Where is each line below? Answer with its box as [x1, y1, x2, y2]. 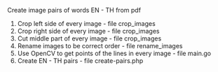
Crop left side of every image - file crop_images [17, 20, 156, 27]
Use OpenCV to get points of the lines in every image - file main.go [17, 49, 212, 57]
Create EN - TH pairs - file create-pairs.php [17, 57, 144, 65]
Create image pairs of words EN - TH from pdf [7, 6, 142, 14]
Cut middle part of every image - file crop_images [17, 34, 162, 43]
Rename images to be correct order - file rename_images [17, 42, 183, 50]
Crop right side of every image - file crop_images [17, 27, 160, 35]
